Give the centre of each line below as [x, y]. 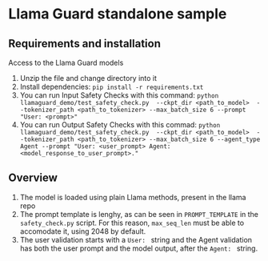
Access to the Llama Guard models [66, 62]
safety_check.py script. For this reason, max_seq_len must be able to [132, 223]
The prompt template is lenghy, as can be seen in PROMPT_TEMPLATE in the [139, 214]
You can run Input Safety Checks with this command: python [119, 95]
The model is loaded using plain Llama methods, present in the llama [133, 197]
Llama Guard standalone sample [118, 14]
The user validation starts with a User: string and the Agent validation [136, 239]
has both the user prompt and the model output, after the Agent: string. [139, 248]
